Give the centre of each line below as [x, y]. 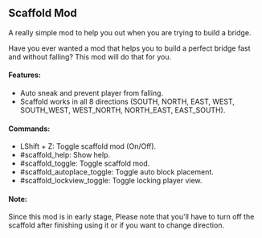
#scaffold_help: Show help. [65, 155]
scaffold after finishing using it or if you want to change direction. [117, 225]
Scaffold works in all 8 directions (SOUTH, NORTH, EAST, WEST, [127, 102]
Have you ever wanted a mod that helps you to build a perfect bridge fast [129, 48]
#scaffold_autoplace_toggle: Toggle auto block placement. [117, 172]
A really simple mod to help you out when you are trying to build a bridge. [130, 32]
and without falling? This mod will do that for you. [90, 56]
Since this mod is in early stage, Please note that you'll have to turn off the [131, 217]
